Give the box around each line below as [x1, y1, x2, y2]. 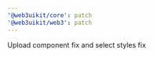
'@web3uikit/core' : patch [7, 11, 92, 20]
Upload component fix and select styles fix [7, 40, 146, 49]
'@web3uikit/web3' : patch [7, 19, 92, 27]
